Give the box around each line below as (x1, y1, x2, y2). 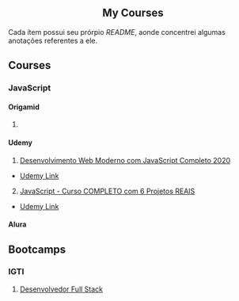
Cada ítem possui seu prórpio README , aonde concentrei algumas (8, 27, 226, 36)
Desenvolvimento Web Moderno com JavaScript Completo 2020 (19, 155, 231, 165)
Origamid (8, 102, 40, 112)
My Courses (102, 6, 164, 20)
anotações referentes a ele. (8, 36, 98, 45)
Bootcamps (8, 242, 66, 256)
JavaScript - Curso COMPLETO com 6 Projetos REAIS (19, 186, 195, 196)
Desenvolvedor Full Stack (19, 284, 104, 294)
